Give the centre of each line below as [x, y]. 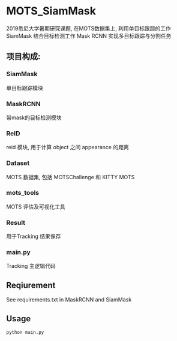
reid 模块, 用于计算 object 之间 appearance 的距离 [67, 147]
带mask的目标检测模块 [34, 117]
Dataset [18, 163]
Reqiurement [31, 285]
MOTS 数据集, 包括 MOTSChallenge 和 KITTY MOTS [70, 177]
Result [16, 222]
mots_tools [23, 193]
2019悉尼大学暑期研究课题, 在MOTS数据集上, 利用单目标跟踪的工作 [88, 28]
